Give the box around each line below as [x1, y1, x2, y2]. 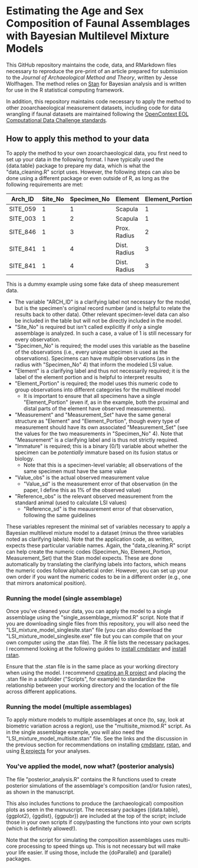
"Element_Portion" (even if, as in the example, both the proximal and [23, 399, 189, 406]
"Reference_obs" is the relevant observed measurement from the [14, 492, 173, 500]
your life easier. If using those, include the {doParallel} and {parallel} [6, 849, 172, 856]
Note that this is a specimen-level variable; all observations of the [23, 461, 183, 468]
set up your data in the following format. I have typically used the [6, 155, 164, 163]
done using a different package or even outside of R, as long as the [6, 174, 169, 181]
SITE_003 [9, 214, 37, 223]
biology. [14, 455, 34, 462]
